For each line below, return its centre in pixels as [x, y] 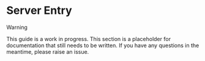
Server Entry [39, 11]
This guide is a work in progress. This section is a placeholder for [89, 39]
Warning [17, 27]
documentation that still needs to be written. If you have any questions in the [103, 45]
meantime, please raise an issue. [48, 51]
